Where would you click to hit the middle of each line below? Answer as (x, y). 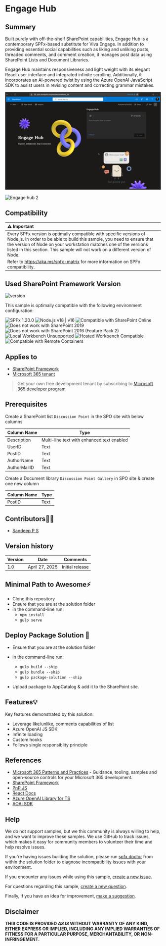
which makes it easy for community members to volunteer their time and (79, 842)
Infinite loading (27, 734)
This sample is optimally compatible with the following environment (74, 306)
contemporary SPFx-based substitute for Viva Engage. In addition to (75, 44)
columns (14, 421)
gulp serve (31, 620)
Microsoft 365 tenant (34, 374)
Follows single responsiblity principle (50, 745)
